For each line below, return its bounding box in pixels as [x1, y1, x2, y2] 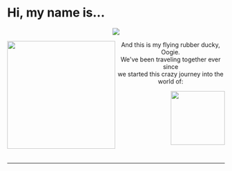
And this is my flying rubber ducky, [120, 40, 221, 49]
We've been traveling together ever [120, 55, 221, 63]
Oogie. [161, 48, 181, 56]
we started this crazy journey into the [117, 70, 224, 78]
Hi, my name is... [7, 5, 106, 21]
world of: [157, 77, 184, 85]
